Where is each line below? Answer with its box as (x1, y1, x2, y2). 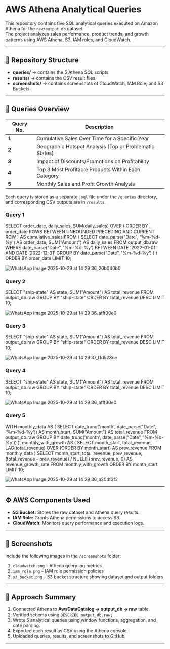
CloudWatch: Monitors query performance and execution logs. (12, 520, 144, 526)
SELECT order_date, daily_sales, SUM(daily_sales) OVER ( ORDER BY (5, 223, 148, 229)
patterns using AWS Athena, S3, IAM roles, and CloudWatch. (5, 36, 132, 43)
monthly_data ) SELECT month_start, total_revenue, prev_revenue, (5, 450, 143, 456)
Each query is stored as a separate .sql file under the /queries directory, (5, 194, 158, 200)
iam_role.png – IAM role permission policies (12, 568, 104, 574)
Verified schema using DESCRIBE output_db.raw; (12, 612, 113, 618)
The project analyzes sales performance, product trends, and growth (5, 31, 149, 37)
